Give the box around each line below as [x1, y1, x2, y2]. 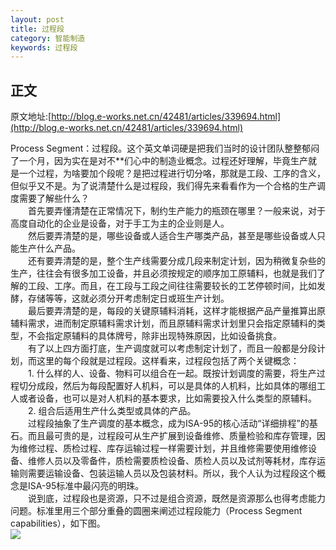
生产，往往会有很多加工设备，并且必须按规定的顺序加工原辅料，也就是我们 [10, 267, 317, 280]
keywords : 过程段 [10, 42, 78, 53]
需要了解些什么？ [18, 192, 90, 205]
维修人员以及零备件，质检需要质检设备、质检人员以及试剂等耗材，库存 [27, 455, 317, 467]
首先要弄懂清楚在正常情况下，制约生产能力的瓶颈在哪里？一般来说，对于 [27, 205, 326, 217]
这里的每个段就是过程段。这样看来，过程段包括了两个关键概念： [36, 355, 300, 367]
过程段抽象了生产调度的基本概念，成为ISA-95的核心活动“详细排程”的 [27, 417, 310, 430]
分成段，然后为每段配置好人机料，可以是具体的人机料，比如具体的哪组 [27, 380, 317, 392]
